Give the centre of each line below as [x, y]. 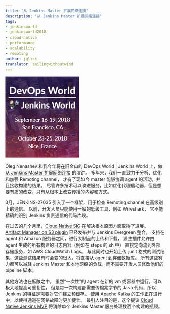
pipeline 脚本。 [21, 270]
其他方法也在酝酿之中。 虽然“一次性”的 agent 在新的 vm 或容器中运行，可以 [84, 281]
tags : [11, 21]
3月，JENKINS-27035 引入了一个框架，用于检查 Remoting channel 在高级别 [84, 202]
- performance [20, 43]
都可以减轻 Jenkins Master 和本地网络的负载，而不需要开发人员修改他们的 [87, 264]
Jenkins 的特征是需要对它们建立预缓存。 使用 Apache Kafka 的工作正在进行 [84, 294]
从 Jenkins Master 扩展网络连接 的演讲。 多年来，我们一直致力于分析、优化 [83, 173]
